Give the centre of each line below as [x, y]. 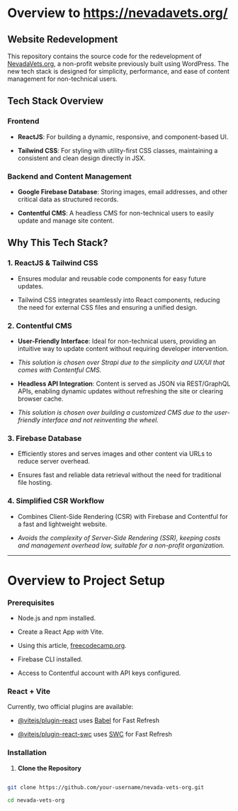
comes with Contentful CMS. [59, 369]
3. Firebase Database [45, 438]
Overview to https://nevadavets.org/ [118, 13]
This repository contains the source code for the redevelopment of [104, 56]
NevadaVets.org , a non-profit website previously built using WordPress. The [118, 64]
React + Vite [29, 691]
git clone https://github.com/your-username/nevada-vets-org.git [106, 787]
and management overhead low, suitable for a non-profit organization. [121, 545]
